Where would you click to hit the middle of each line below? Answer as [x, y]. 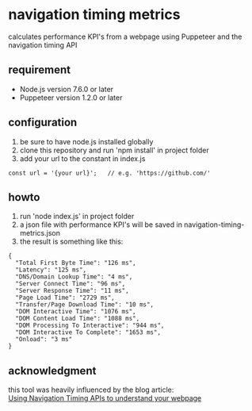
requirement [40, 70]
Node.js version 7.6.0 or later [66, 89]
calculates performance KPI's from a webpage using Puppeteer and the [125, 36]
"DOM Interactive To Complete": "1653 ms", [88, 332]
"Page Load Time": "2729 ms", [65, 298]
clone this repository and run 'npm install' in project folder [114, 150]
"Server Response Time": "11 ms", [72, 291]
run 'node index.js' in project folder [77, 217]
